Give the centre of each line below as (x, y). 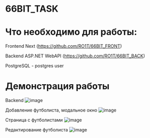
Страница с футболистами (34, 120)
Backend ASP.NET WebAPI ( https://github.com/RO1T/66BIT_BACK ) (75, 56)
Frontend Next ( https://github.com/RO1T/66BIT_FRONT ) (64, 46)
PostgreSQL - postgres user (35, 66)
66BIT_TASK (32, 9)
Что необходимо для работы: (71, 32)
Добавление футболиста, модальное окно (51, 110)
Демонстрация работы (57, 86)
